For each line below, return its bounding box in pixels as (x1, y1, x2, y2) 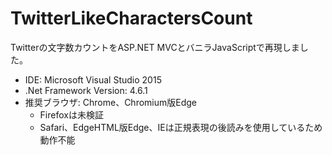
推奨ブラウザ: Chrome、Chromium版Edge (24, 96, 197, 108)
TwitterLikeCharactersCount (10, 7, 253, 30)
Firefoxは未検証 (39, 108, 104, 121)
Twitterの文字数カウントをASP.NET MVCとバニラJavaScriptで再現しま (10, 41, 300, 53)
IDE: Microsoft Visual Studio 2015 (24, 73, 162, 86)
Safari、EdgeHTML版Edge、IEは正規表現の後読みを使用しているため (39, 121, 323, 133)
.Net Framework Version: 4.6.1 (24, 84, 148, 96)
